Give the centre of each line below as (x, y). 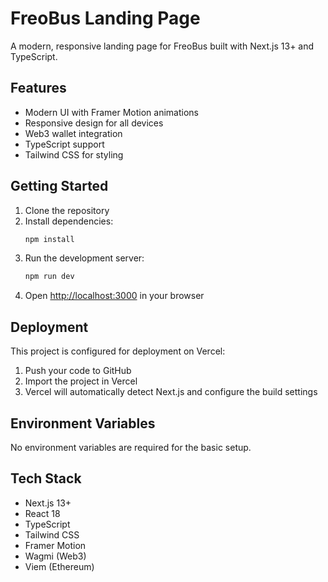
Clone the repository (67, 210)
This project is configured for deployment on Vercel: (118, 351)
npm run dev (49, 277)
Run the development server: (84, 258)
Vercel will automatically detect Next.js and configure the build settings (171, 392)
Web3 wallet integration (73, 133)
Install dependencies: (69, 221)
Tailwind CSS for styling (74, 154)
